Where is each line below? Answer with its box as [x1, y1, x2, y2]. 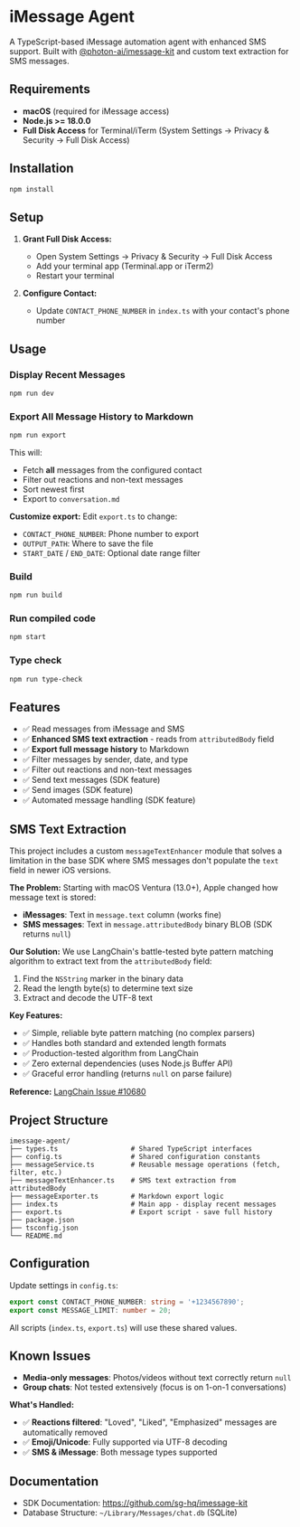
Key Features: [9, 1010, 63, 1021]
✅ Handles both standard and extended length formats [22, 1038, 227, 1049]
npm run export [9, 431, 67, 440]
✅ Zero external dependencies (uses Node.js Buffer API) [22, 1058, 233, 1069]
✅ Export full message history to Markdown [22, 744, 190, 755]
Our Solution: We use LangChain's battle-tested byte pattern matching [9, 947, 274, 957]
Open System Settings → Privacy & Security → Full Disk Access [35, 251, 273, 262]
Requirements [9, 81, 90, 97]
